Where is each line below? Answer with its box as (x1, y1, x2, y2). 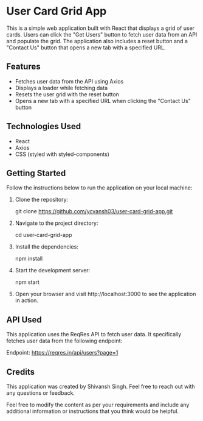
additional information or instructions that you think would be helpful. (6, 408, 179, 415)
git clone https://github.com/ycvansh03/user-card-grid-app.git (15, 208, 173, 215)
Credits (6, 367, 35, 377)
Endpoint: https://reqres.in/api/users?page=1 (6, 349, 119, 356)
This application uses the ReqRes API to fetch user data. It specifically (6, 331, 182, 338)
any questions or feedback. (6, 389, 75, 397)
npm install (15, 255, 43, 263)
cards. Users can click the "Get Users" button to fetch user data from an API (6, 30, 198, 38)
